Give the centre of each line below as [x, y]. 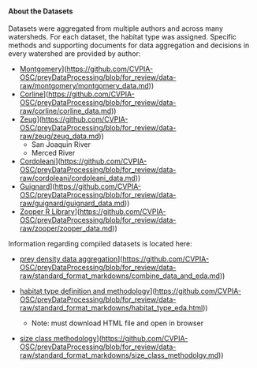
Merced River [53, 153]
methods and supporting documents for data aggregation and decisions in [129, 45]
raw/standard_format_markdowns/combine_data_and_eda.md [120, 276]
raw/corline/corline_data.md [65, 111]
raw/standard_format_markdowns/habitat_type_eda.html [111, 308]
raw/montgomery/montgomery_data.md [84, 86]
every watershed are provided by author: [74, 54]
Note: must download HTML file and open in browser [117, 323]
